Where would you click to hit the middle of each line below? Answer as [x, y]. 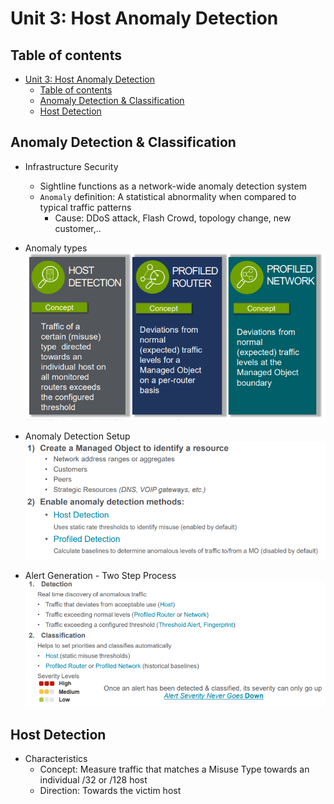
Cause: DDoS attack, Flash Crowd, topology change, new [173, 218]
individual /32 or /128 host [93, 780]
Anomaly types [56, 248]
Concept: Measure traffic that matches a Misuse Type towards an [174, 769]
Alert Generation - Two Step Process [100, 576]
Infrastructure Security [71, 166]
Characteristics [56, 759]
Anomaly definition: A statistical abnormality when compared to [168, 196]
